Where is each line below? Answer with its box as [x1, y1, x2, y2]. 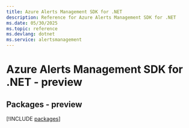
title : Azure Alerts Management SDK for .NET [6, 8, 122, 15]
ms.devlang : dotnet [6, 31, 55, 37]
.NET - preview [6, 76, 82, 89]
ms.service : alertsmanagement [6, 37, 82, 43]
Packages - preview [6, 99, 82, 109]
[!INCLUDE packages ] [6, 115, 61, 122]
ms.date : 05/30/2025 [6, 20, 58, 26]
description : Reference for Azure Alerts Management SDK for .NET [6, 14, 176, 20]
